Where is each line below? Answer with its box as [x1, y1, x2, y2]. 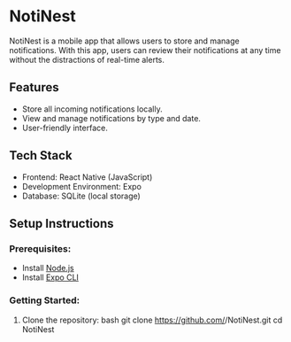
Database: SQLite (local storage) [21, 190, 142, 201]
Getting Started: [9, 294, 80, 307]
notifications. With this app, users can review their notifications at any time [9, 44, 281, 55]
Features [9, 80, 59, 95]
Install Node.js [21, 263, 74, 274]
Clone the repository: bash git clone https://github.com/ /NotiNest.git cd [21, 315, 283, 325]
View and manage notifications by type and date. [21, 113, 202, 123]
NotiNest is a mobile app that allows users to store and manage [9, 35, 241, 46]
